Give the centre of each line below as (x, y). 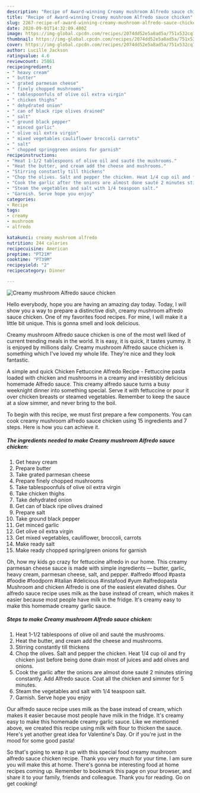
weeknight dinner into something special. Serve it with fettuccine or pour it (98, 390)
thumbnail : (20, 39)
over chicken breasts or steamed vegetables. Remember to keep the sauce (99, 396)
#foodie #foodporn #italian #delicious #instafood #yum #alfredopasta (92, 581)
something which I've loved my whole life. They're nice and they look (91, 353)
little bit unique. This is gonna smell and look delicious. (73, 323)
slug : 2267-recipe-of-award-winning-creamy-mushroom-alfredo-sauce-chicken (102, 23)
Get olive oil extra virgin (44, 531)
